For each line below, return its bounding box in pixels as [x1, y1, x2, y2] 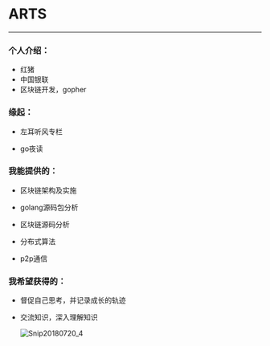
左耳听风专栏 [19, 126, 63, 136]
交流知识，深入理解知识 [19, 312, 98, 322]
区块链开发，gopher [19, 85, 87, 95]
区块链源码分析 [19, 219, 70, 229]
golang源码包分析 [19, 202, 79, 212]
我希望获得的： [8, 275, 67, 287]
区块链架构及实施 [19, 185, 77, 195]
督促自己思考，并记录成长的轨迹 [19, 295, 126, 305]
